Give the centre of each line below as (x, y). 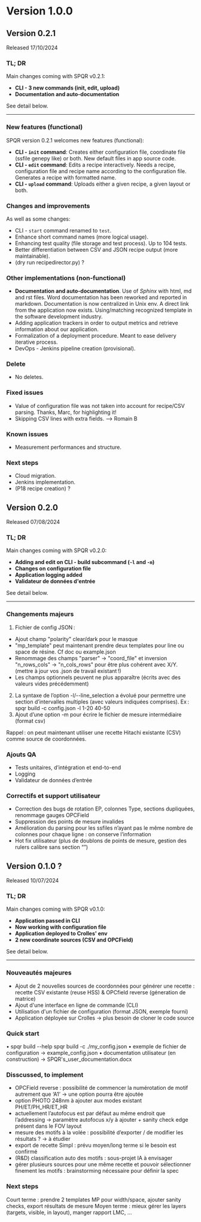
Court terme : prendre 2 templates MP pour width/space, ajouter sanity (94, 1199)
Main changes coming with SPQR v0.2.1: (56, 76)
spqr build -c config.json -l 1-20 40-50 (63, 708)
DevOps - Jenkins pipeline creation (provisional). (75, 348)
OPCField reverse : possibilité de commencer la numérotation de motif (101, 1088)
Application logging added (48, 575)
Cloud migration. (35, 476)
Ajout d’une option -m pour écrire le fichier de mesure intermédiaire (98, 714)
